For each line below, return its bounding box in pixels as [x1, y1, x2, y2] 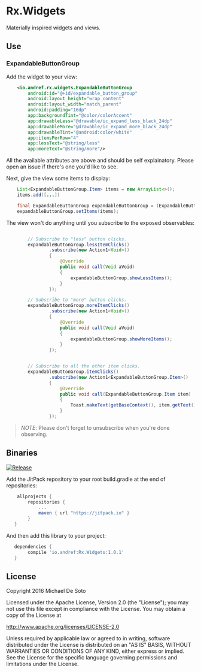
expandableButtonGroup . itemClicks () [28, 369, 119, 375]
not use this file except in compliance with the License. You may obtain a [6, 605, 185, 613]
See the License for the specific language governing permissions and [6, 654, 178, 661]
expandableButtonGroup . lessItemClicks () [28, 242, 130, 248]
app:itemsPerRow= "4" [28, 135, 79, 141]
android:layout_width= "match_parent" [28, 101, 121, 107]
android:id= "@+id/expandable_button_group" [28, 90, 138, 97]
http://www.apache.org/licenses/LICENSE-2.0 [6, 623, 120, 631]
